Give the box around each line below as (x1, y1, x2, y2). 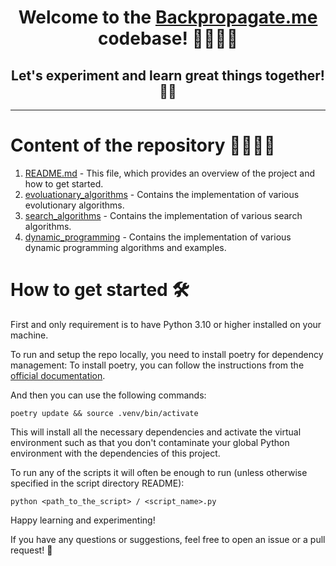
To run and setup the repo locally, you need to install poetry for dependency (10, 348, 324, 360)
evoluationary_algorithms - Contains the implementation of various (24, 188, 300, 200)
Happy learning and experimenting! (10, 514, 156, 526)
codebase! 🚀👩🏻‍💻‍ (97, 27, 239, 50)
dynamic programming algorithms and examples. (24, 241, 227, 253)
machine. (10, 329, 49, 341)
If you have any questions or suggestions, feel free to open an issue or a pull (10, 533, 326, 545)
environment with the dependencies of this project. (10, 447, 221, 459)
